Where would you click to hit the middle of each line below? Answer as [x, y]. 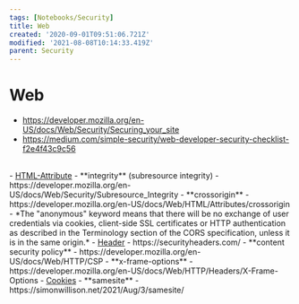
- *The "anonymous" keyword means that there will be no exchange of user [149, 214]
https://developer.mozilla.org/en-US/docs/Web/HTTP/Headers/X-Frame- [144, 271]
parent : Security [42, 51]
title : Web [30, 26]
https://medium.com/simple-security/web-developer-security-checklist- [155, 139]
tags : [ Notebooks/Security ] [62, 17]
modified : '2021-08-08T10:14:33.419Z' [81, 43]
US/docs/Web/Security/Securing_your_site [101, 130]
